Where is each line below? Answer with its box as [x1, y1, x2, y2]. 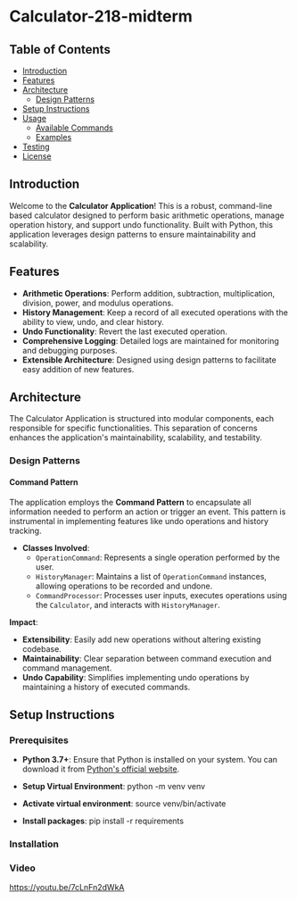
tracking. [9, 525, 42, 536]
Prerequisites [9, 734, 69, 747]
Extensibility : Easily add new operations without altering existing [21, 634, 261, 645]
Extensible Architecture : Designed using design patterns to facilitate [21, 355, 276, 365]
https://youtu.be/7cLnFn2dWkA [9, 882, 125, 893]
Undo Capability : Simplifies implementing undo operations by [21, 672, 250, 682]
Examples [35, 132, 72, 142]
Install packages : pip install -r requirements [21, 815, 185, 827]
